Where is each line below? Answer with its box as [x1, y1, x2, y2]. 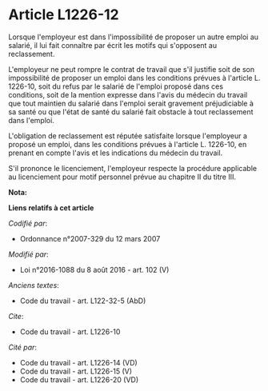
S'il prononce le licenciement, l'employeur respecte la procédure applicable [8, 163, 258, 173]
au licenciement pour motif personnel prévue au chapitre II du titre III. [8, 172, 236, 182]
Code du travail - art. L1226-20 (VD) [19, 374, 139, 385]
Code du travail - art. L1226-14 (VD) [19, 357, 138, 367]
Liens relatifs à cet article [8, 202, 94, 213]
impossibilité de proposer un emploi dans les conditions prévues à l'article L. [8, 73, 261, 82]
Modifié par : [8, 249, 50, 259]
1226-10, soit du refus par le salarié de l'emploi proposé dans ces [8, 82, 224, 91]
